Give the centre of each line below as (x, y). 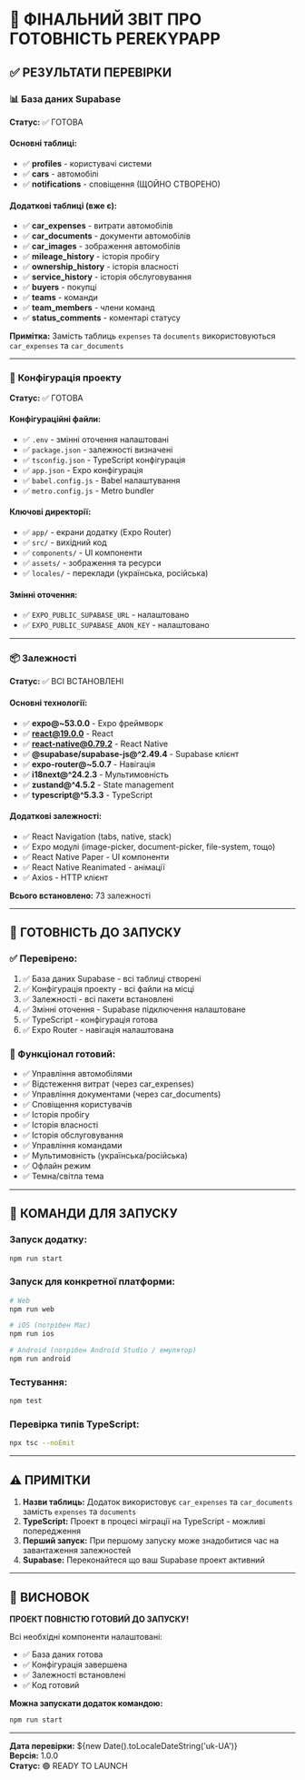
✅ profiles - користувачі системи (87, 164)
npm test (26, 1401)
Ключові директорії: (50, 512)
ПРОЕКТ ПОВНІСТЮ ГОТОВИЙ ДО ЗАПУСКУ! (99, 1619)
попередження (52, 1531)
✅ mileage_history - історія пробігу (91, 257)
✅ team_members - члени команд (89, 308)
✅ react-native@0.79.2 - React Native (95, 743)
